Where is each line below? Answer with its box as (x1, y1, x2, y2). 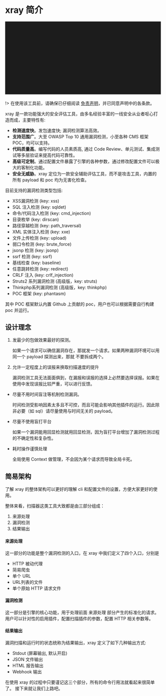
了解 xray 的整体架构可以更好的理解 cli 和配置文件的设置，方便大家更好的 (5, 486, 153, 492)
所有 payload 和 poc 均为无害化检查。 (12, 176, 89, 183)
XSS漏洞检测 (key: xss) (12, 198, 59, 204)
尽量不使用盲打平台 (12, 419, 52, 425)
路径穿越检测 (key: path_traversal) (12, 222, 82, 228)
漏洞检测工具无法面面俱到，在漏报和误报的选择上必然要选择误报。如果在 (12, 375, 160, 381)
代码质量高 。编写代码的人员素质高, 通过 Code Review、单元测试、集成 (12, 146, 156, 152)
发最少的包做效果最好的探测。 (12, 337, 73, 343)
